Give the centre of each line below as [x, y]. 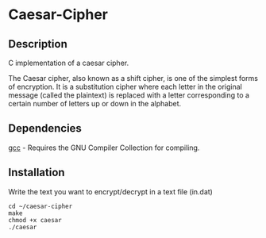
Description [38, 44]
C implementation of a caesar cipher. [69, 63]
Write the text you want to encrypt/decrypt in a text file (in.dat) [110, 191]
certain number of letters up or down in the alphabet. [95, 104]
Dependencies [45, 129]
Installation [37, 173]
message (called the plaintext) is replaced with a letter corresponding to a [129, 95]
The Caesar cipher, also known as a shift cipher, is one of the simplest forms [133, 78]
